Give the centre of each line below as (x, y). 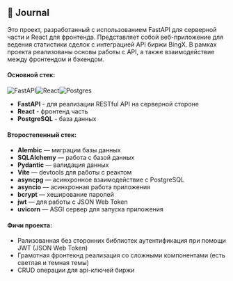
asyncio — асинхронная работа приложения (84, 187)
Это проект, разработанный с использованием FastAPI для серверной (112, 29)
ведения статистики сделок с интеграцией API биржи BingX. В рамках (112, 44)
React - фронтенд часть (53, 111)
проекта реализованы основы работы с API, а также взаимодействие (111, 51)
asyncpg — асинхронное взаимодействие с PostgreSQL (101, 180)
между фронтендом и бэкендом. (56, 59)
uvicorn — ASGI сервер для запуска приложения (90, 209)
